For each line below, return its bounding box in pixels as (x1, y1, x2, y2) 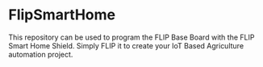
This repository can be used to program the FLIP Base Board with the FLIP (8, 32, 255, 42)
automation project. (8, 49, 73, 59)
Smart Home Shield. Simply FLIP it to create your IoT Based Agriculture (8, 40, 244, 50)
